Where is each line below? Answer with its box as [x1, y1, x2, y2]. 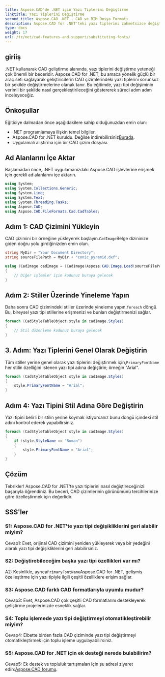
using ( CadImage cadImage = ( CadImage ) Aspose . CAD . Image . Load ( [5, 264, 135, 269]
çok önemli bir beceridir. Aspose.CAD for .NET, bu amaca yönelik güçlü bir [5, 71, 156, 77]
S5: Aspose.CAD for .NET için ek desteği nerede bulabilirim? [5, 650, 152, 657]
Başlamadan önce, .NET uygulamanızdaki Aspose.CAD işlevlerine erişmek [5, 167, 155, 173]
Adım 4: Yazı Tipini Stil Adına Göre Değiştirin [5, 401, 144, 410]
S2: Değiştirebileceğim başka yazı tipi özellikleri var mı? [5, 557, 141, 564]
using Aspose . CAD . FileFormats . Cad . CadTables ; [5, 209, 100, 214]
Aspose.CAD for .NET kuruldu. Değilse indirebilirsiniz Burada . [12, 134, 135, 140]
